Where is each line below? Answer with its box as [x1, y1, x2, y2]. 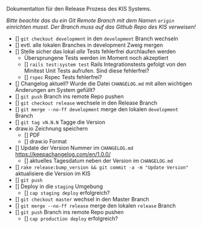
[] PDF [24, 131, 41, 138]
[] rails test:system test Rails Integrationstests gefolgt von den [24, 60, 186, 68]
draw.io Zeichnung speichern [15, 125, 88, 132]
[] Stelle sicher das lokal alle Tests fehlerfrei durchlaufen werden [15, 48, 177, 55]
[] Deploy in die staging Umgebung [15, 183, 103, 190]
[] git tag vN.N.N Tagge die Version [15, 119, 106, 126]
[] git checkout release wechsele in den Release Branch [15, 99, 158, 106]
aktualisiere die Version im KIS [15, 170, 91, 177]
